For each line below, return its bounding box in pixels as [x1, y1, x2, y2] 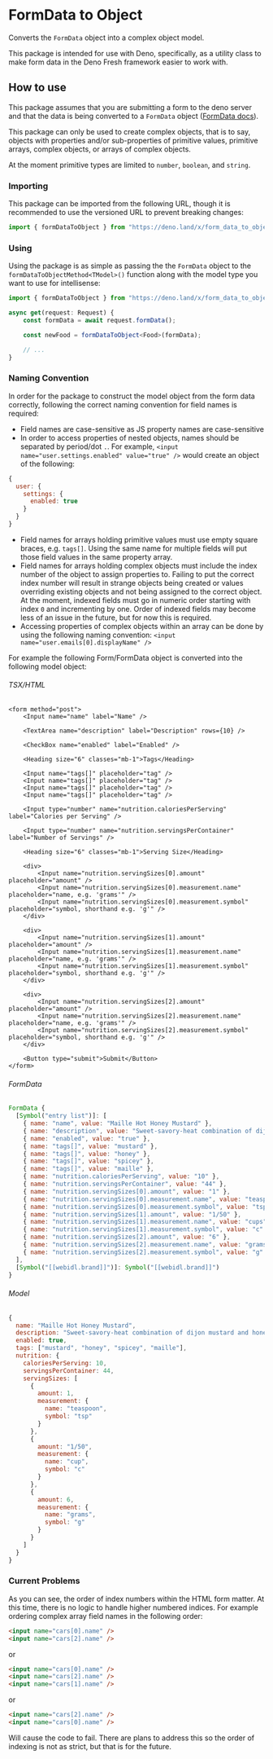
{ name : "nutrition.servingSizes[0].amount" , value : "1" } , [23, 1187, 231, 1195]
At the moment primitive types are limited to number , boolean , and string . [8, 160, 251, 169]
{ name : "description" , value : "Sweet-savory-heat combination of [23, 1127, 253, 1135]
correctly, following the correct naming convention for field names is [8, 399, 237, 409]
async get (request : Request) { [8, 309, 115, 317]
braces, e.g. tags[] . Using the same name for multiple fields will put [19, 543, 248, 553]
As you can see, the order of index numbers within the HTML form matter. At [8, 1594, 265, 1603]
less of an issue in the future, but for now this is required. [19, 613, 212, 622]
